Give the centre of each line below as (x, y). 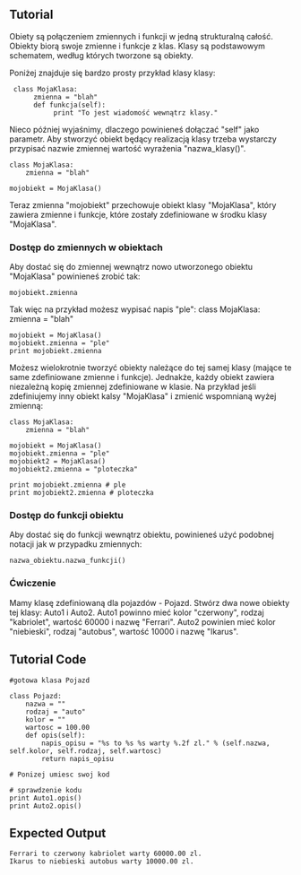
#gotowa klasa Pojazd (50, 680)
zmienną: (26, 406)
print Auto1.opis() (46, 798)
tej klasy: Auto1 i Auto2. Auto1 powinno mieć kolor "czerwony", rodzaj (137, 612)
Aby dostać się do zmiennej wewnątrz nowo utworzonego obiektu (131, 267)
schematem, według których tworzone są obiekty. (102, 55)
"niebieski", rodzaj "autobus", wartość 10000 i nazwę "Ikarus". (124, 631)
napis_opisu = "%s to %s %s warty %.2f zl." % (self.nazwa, (156, 743)
